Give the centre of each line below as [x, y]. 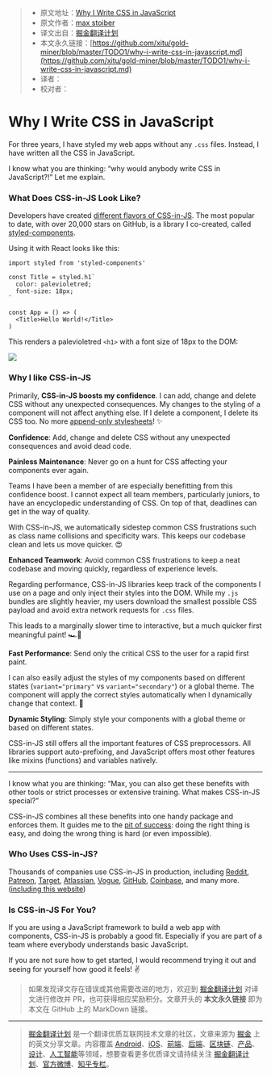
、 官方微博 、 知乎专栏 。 [74, 1064]
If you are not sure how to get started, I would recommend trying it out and [132, 961]
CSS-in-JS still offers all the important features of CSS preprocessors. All [130, 743]
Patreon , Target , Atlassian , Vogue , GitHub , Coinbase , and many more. [124, 880]
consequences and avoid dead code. [70, 446]
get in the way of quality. [49, 511]
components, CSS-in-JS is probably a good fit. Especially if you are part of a [135, 936]
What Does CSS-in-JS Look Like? [75, 198]
